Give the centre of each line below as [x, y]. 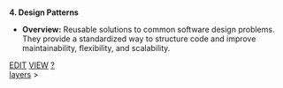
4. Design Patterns [44, 12]
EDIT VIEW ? [32, 65]
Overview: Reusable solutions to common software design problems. [148, 29]
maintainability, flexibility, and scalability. [96, 48]
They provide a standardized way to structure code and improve [139, 39]
